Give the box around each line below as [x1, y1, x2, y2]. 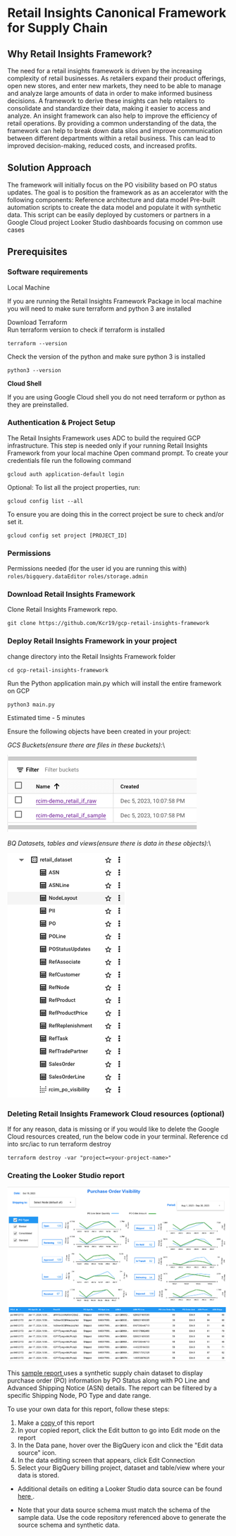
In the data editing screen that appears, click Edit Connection [17, 1456, 195, 1464]
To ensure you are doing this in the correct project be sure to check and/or [7, 509, 224, 519]
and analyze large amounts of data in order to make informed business [7, 89, 213, 97]
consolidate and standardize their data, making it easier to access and [7, 104, 211, 112]
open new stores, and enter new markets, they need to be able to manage [7, 82, 222, 89]
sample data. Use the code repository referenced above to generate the [17, 1513, 227, 1521]
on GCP [7, 686, 30, 695]
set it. [7, 517, 24, 526]
